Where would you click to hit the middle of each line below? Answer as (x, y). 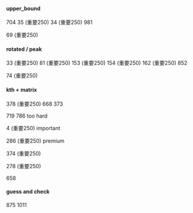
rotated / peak (24, 49)
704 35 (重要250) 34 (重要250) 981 (49, 22)
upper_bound (23, 8)
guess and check (28, 192)
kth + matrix (22, 90)
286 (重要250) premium (35, 141)
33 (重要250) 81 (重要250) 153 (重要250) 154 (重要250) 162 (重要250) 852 (97, 63)
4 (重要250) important (33, 128)
